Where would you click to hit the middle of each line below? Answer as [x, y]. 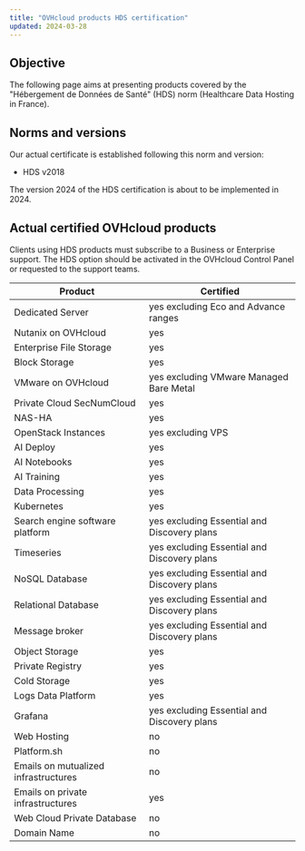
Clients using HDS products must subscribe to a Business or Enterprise [142, 249]
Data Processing [49, 491]
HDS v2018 [44, 172]
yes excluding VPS [188, 432]
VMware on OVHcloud [61, 382]
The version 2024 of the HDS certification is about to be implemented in [144, 190]
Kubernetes [39, 506]
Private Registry [48, 666]
